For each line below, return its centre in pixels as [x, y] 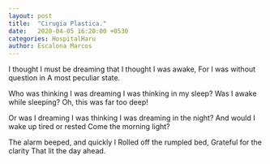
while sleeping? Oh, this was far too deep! [78, 102]
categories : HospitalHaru [52, 39]
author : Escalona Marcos [50, 46]
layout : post [30, 16]
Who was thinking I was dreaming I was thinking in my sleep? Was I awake [133, 93]
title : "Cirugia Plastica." [58, 24]
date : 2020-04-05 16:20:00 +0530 [69, 31]
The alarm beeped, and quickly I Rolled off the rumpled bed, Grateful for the [135, 142]
